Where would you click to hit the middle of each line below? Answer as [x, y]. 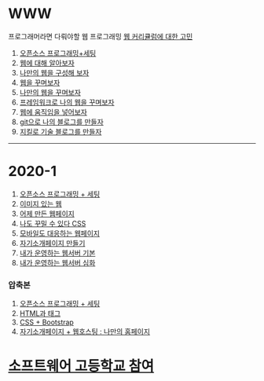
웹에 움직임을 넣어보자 [53, 112]
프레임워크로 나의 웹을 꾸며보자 [67, 102]
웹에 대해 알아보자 [47, 63]
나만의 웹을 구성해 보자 [54, 72]
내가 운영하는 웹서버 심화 [57, 262]
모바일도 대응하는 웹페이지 [60, 233]
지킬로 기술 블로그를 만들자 [60, 131]
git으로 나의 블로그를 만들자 [61, 122]
